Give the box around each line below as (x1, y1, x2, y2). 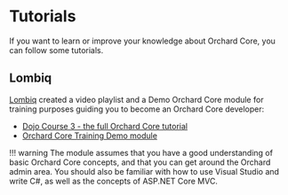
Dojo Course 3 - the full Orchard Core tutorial (21, 121, 188, 131)
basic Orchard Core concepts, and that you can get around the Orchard (9, 157, 271, 168)
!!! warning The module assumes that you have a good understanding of (9, 147, 274, 158)
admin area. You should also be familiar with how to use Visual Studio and (9, 166, 280, 176)
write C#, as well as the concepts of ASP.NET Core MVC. (9, 175, 218, 186)
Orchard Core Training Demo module (21, 130, 158, 141)
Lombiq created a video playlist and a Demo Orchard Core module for (9, 94, 264, 105)
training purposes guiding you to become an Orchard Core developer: (9, 104, 265, 114)
